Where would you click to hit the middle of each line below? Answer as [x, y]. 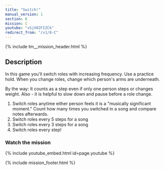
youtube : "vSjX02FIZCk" [30, 28]
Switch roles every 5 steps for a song [50, 119]
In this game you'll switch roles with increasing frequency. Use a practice [80, 74]
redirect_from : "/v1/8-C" [32, 33]
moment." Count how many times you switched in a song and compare [84, 108]
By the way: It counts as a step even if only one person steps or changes [79, 89]
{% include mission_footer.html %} [40, 163]
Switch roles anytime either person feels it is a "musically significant [82, 103]
